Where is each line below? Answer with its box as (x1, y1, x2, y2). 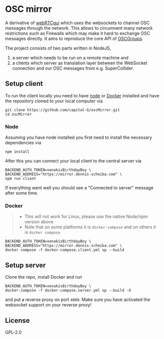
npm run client (5, 176, 36, 181)
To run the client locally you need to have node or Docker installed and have (5, 92, 160, 98)
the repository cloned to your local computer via (5, 98, 103, 104)
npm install (5, 149, 30, 154)
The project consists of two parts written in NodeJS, (5, 45, 111, 51)
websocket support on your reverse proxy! (5, 302, 92, 308)
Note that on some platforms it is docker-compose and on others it (24, 224, 156, 230)
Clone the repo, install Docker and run (5, 274, 82, 280)
